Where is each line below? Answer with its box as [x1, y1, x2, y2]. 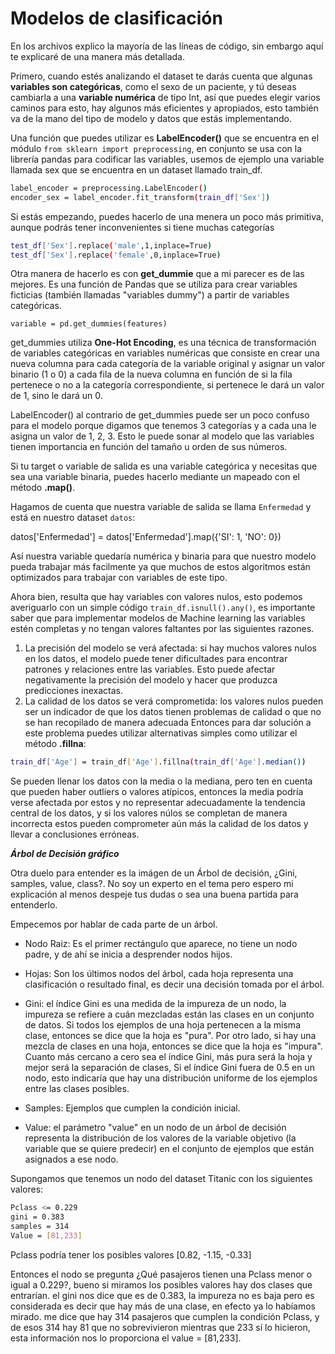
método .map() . [10, 482, 76, 494]
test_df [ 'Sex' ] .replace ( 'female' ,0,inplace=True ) [10, 250, 222, 260]
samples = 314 [10, 1222, 70, 1232]
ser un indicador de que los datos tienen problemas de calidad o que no [24, 706, 322, 718]
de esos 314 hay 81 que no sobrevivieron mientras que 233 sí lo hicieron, [10, 1321, 311, 1333]
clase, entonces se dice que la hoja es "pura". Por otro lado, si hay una [24, 1030, 317, 1042]
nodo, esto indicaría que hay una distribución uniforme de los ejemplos [24, 1072, 318, 1084]
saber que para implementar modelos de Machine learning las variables [10, 612, 306, 624]
